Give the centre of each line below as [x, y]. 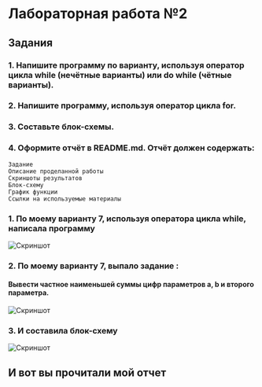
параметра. [29, 293]
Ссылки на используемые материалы [65, 199]
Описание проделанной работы [56, 171]
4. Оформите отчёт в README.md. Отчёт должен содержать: [131, 148]
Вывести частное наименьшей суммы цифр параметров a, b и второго [131, 285]
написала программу [52, 228]
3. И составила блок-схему [63, 330]
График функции [33, 192]
